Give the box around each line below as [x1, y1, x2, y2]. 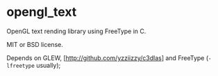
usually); [36, 61, 61, 69]
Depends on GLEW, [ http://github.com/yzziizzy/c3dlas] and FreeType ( [6, 53, 209, 62]
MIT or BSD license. [6, 40, 63, 48]
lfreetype [6, 62, 35, 69]
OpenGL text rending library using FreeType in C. [6, 27, 146, 35]
